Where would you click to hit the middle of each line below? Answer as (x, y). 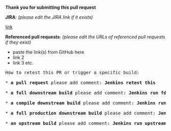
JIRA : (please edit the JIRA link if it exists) (49, 17)
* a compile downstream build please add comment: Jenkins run (86, 103)
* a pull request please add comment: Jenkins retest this (81, 83)
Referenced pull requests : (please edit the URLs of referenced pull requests (85, 37)
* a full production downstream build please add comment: (81, 113)
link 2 (18, 57)
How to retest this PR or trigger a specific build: (73, 72)
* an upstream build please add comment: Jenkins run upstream (86, 123)
